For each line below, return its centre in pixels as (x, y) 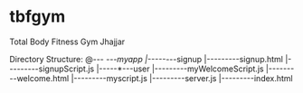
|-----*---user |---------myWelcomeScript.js (180, 69)
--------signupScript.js (52, 69)
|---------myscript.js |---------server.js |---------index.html (182, 78)
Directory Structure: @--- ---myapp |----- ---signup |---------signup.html (146, 59)
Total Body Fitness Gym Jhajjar (67, 42)
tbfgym (38, 17)
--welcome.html (39, 78)
